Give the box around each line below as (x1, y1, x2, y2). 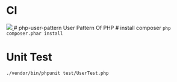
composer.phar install (6, 31, 63, 37)
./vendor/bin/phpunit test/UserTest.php (6, 70, 110, 76)
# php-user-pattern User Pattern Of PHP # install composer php (13, 24, 171, 31)
